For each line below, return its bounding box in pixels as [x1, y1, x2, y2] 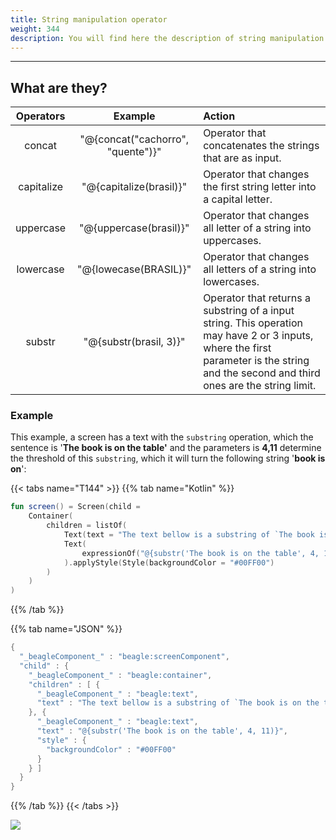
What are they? [10, 79, 108, 96]
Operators [15, 109, 66, 123]
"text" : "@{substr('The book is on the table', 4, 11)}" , [36, 726, 288, 736]
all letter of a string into [203, 221, 312, 235]
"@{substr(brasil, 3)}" [83, 335, 186, 349]
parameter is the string [203, 354, 310, 368]
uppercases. [203, 234, 262, 248]
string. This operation [203, 316, 304, 330]
